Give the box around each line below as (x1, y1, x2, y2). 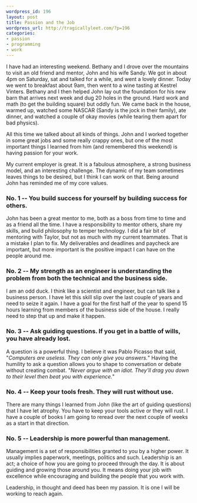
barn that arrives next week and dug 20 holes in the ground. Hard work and (6, 94, 189, 101)
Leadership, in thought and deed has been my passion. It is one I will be (6, 484, 181, 491)
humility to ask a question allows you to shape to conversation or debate (6, 360, 182, 367)
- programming (6, 42, 41, 48)
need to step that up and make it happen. (6, 313, 106, 320)
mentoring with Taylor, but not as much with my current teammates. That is (6, 233, 188, 241)
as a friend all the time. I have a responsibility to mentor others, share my (6, 221, 183, 228)
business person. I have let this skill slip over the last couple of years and (6, 294, 183, 301)
